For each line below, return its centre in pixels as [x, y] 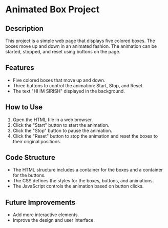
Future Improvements [40, 202]
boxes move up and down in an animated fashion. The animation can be [81, 46]
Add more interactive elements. [46, 215]
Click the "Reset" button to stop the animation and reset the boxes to [85, 136]
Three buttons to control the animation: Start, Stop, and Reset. [78, 85]
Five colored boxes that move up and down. [59, 80]
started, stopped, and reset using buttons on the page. [63, 52]
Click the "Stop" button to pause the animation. [62, 130]
